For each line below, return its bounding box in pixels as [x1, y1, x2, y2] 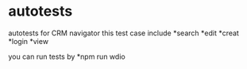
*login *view [8, 36, 49, 45]
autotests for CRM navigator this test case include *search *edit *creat [8, 28, 240, 38]
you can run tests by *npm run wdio [8, 52, 125, 61]
